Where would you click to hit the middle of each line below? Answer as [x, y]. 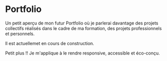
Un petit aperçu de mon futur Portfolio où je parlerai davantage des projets [82, 23]
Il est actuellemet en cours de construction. [50, 43]
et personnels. [20, 33]
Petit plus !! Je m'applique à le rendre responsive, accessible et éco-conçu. [83, 53]
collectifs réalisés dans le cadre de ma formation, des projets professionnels [83, 28]
